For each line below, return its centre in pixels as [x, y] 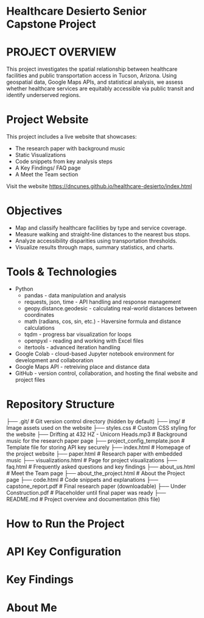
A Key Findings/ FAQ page [48, 168]
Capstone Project [51, 24]
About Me [32, 607]
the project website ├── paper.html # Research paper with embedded [94, 454]
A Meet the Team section [47, 175]
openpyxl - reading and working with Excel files [84, 341]
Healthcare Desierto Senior [77, 11]
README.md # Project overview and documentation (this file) [83, 499]
